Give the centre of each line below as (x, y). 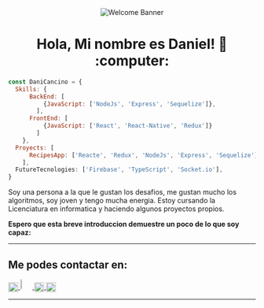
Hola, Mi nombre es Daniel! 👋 (132, 45)
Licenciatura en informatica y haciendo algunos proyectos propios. (116, 209)
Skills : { (31, 89)
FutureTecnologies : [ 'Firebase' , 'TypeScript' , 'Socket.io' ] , (119, 170)
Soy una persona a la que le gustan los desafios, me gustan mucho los (123, 192)
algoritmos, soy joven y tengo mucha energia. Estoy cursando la (112, 201)
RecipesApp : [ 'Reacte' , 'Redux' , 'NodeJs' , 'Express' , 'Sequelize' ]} (145, 155)
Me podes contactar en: (68, 264)
